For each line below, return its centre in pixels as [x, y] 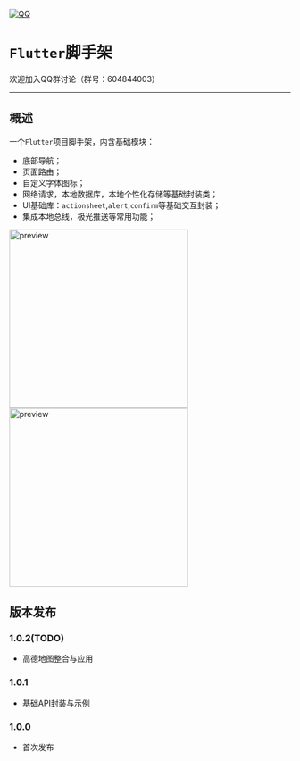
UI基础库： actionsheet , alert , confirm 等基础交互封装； [121, 205]
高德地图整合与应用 [58, 659]
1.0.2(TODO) [37, 639]
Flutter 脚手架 [61, 53]
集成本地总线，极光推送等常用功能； [89, 216]
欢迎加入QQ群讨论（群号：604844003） [85, 79]
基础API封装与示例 [56, 703]
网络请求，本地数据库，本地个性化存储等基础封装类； [120, 194]
